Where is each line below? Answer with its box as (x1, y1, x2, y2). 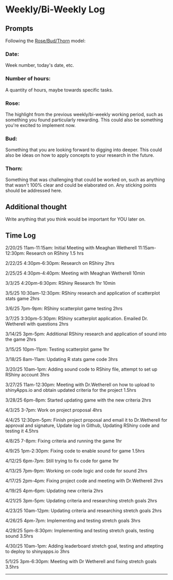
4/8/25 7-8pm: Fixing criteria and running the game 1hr (5, 438, 122, 444)
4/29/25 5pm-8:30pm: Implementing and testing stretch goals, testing (5, 528, 154, 534)
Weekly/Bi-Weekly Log (5, 4, 106, 15)
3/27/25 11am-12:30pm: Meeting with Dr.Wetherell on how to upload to (5, 382, 155, 388)
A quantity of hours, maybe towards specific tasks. (5, 86, 113, 93)
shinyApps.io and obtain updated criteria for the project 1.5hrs (5, 387, 136, 393)
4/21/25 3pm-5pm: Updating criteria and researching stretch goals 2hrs (5, 498, 158, 504)
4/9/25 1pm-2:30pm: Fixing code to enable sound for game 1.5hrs (5, 448, 145, 454)
